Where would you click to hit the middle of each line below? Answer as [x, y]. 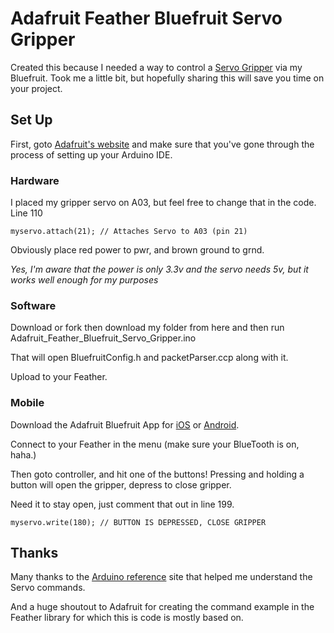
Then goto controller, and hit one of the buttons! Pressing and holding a [157, 474]
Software [33, 305]
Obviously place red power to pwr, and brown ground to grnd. [137, 250]
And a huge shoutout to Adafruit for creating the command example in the [162, 607]
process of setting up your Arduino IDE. [91, 154]
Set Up [31, 120]
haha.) [23, 454]
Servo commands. [48, 588]
